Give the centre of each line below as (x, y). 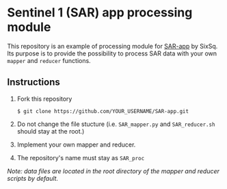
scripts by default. (33, 178)
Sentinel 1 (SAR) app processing (100, 13)
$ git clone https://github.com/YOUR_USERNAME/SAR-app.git (103, 111)
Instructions (34, 83)
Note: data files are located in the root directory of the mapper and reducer (113, 171)
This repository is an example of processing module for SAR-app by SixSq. (112, 46)
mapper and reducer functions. (49, 60)
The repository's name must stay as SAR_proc (81, 157)
